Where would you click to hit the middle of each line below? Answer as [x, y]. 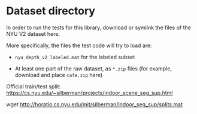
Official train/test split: [34, 86]
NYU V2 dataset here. [33, 33]
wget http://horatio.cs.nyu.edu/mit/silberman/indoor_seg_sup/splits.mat [94, 104]
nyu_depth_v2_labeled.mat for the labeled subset [75, 57]
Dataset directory [51, 11]
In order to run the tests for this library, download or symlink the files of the [99, 27]
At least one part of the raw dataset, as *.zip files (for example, [93, 68]
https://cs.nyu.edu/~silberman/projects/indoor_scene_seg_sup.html [90, 93]
